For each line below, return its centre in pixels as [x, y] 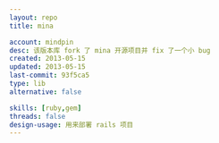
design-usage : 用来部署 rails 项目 [72, 125]
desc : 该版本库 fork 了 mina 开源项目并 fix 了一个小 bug [110, 50]
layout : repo [34, 17]
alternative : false [46, 92]
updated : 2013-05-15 [48, 67]
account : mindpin [42, 42]
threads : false [38, 116]
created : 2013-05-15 [48, 59]
